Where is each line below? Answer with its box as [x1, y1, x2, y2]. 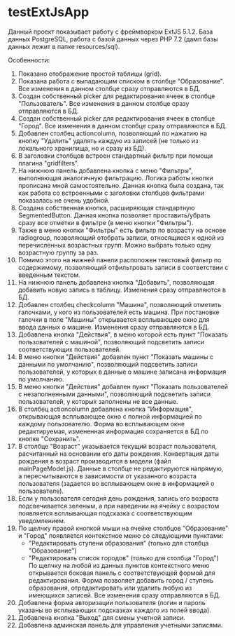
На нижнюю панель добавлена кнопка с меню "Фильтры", [17, 166, 193, 175]
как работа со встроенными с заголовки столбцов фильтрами [17, 189, 205, 197]
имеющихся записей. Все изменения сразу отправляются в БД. [28, 590, 221, 600]
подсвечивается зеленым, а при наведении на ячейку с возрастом [17, 501, 220, 510]
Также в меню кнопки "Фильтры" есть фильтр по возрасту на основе [17, 226, 227, 234]
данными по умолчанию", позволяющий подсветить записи [17, 360, 198, 368]
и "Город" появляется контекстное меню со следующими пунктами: [17, 531, 224, 540]
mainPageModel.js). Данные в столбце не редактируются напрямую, [17, 464, 224, 473]
